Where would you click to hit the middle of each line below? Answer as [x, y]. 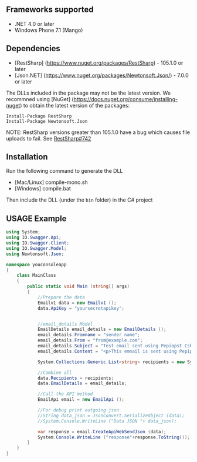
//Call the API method [65, 394]
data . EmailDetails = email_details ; [82, 384]
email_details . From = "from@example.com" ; [90, 340]
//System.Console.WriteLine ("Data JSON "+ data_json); [107, 421]
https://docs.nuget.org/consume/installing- [125, 99]
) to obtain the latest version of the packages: [75, 105]
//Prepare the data [61, 297]
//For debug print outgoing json [78, 410]
